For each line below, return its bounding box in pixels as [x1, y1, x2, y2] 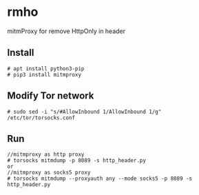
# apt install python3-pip [7, 65, 85, 72]
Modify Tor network [7, 90, 94, 102]
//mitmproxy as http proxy [7, 151, 85, 158]
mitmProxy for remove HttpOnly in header [7, 27, 126, 35]
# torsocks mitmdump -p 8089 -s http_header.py [7, 157, 147, 164]
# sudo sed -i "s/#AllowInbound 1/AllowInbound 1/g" [7, 108, 162, 115]
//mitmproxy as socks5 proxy [7, 170, 91, 176]
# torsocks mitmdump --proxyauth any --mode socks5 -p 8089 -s [7, 175, 193, 183]
